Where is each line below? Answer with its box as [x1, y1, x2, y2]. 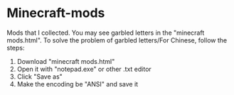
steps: [6, 43, 25, 52]
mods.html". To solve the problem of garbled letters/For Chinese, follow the [6, 35, 228, 44]
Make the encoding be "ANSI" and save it [16, 79, 139, 88]
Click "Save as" [16, 72, 63, 81]
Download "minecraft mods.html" [16, 57, 115, 65]
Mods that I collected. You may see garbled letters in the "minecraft [6, 28, 205, 37]
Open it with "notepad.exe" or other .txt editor [16, 65, 152, 73]
